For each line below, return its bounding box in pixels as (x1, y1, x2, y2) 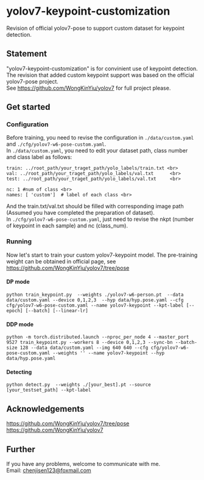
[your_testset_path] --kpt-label (6, 387, 91, 393)
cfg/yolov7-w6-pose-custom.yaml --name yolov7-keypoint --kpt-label (6, 302, 184, 309)
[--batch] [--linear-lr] (25, 307, 88, 313)
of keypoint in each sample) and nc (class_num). (6, 222, 128, 229)
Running (6, 237, 32, 246)
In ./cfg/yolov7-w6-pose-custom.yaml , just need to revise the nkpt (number (6, 215, 194, 223)
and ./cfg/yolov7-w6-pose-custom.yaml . (6, 140, 107, 148)
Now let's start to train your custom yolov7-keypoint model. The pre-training (6, 251, 198, 259)
